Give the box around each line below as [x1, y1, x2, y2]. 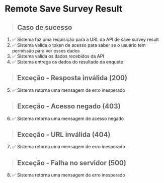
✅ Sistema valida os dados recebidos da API [12, 53, 104, 59]
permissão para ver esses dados [12, 48, 80, 53]
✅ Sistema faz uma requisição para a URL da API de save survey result [12, 36, 159, 42]
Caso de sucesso [17, 23, 72, 32]
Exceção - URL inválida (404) [17, 131, 111, 139]
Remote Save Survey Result [5, 3, 123, 15]
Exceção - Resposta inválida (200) [17, 74, 128, 82]
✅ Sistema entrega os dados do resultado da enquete [12, 59, 124, 65]
